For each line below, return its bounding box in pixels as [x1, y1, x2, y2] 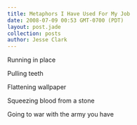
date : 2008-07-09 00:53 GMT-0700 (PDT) [7, 17, 124, 24]
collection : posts [7, 29, 61, 37]
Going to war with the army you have [7, 110, 115, 119]
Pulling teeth [7, 70, 44, 78]
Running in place [7, 55, 56, 64]
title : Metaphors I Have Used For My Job [7, 10, 131, 18]
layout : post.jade [7, 23, 61, 30]
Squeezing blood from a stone [7, 96, 95, 105]
